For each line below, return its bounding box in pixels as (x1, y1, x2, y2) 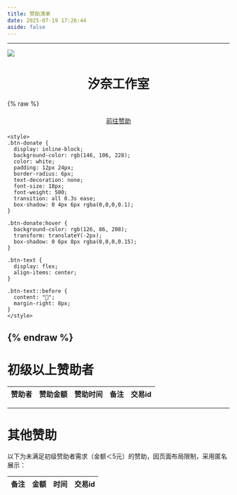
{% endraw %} (7, 331, 74, 343)
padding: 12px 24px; (13, 164, 74, 171)
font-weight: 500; (13, 189, 68, 196)
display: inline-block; (13, 146, 83, 153)
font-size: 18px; (13, 183, 65, 190)
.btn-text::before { (7, 288, 68, 295)
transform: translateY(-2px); (13, 232, 102, 240)
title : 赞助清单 (7, 10, 51, 18)
